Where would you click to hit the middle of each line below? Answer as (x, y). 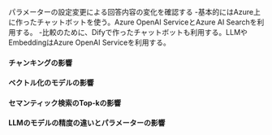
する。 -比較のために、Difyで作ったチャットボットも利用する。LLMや (131, 32)
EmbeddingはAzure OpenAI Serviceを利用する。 (89, 42)
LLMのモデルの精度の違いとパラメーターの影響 (87, 123)
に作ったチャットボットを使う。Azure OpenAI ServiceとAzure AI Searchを (133, 22)
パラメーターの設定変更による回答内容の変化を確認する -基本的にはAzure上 (135, 12)
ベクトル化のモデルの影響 (51, 83)
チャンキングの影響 (41, 63)
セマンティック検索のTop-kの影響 (65, 102)
